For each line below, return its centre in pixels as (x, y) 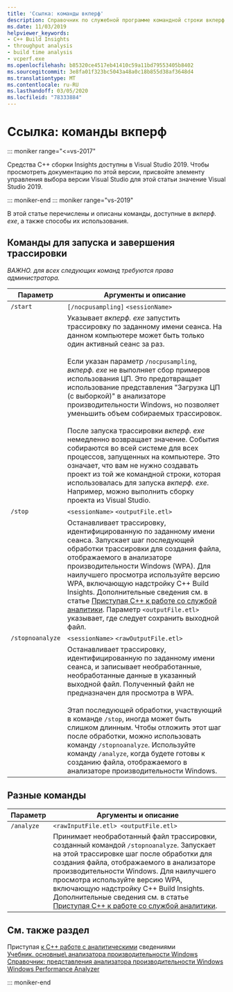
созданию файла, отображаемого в (127, 762)
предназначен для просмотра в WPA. (130, 693)
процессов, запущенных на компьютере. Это (144, 457)
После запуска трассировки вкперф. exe (136, 430)
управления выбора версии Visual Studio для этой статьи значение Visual (116, 179)
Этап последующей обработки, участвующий (144, 710)
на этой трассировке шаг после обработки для (133, 853)
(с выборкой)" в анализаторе (116, 396)
